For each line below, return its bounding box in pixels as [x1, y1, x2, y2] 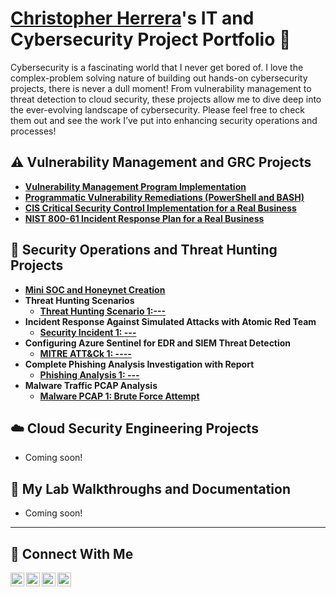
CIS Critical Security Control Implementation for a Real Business [24, 202, 297, 214]
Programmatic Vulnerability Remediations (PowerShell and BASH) [24, 191, 305, 203]
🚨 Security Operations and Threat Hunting [10, 242, 278, 259]
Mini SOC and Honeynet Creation [24, 283, 166, 296]
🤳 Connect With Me [10, 545, 134, 562]
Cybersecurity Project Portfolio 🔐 [10, 28, 292, 51]
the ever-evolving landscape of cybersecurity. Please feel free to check [10, 103, 305, 116]
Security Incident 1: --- [39, 326, 137, 338]
